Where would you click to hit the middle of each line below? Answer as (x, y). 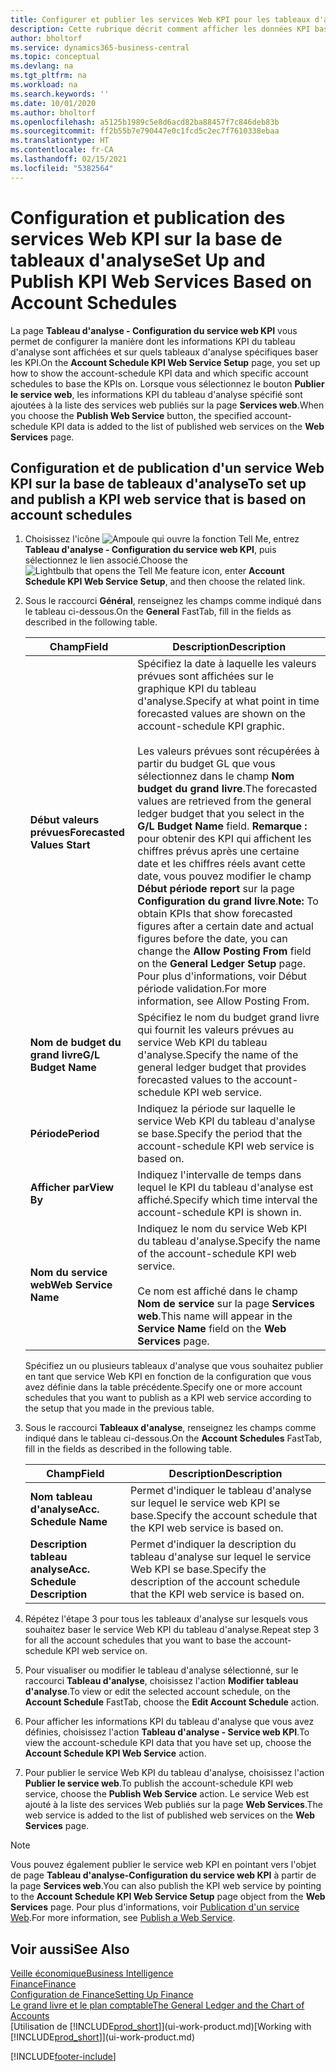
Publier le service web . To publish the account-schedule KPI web (159, 1783)
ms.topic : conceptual (55, 57)
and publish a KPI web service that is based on (158, 499)
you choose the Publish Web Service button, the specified (131, 415)
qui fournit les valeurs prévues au (216, 1030)
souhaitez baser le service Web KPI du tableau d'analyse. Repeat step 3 (172, 1630)
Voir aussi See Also (70, 1949)
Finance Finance (43, 1984)
